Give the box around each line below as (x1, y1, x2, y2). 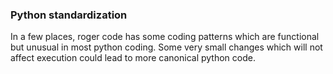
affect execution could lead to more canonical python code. (10, 52, 256, 64)
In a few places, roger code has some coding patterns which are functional (10, 31, 320, 43)
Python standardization (10, 8, 128, 22)
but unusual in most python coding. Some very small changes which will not (10, 41, 323, 53)
